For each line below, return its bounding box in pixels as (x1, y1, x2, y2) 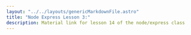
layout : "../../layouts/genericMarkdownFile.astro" (6, 8, 139, 15)
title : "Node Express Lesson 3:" (6, 14, 91, 20)
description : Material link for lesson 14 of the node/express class (6, 20, 186, 26)
